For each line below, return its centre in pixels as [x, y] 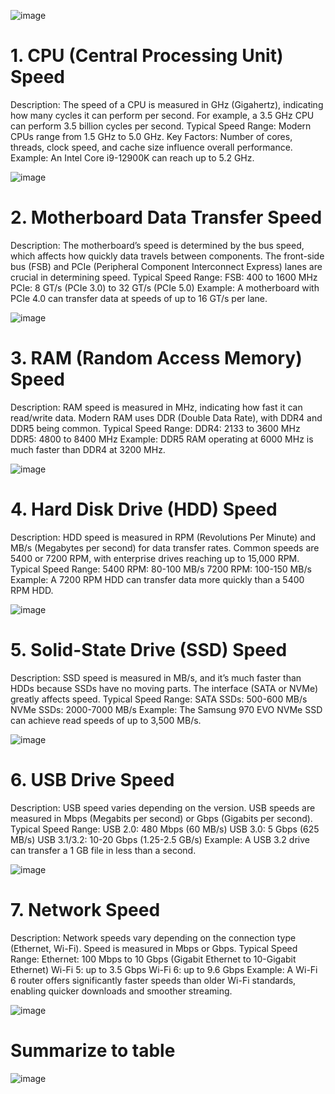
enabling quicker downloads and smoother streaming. [121, 991]
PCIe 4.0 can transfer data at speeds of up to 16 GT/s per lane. [139, 298]
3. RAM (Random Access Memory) [156, 358]
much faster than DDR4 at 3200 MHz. [88, 449]
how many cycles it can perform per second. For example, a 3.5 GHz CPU [162, 115]
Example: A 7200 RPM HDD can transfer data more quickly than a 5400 [157, 579]
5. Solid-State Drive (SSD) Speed [149, 649]
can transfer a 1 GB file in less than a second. [103, 850]
